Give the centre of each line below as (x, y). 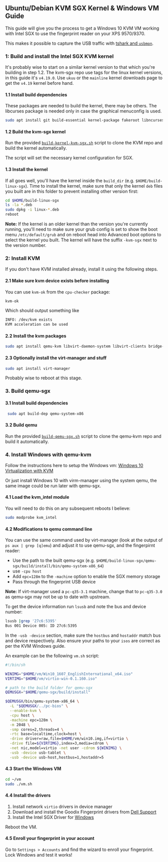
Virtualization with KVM (29, 471)
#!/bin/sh (15, 665)
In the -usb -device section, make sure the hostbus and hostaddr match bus (83, 635)
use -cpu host (27, 571)
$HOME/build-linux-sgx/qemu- (126, 561)
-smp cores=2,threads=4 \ (37, 730)
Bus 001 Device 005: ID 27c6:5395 (41, 626)
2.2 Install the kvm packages (36, 336)
